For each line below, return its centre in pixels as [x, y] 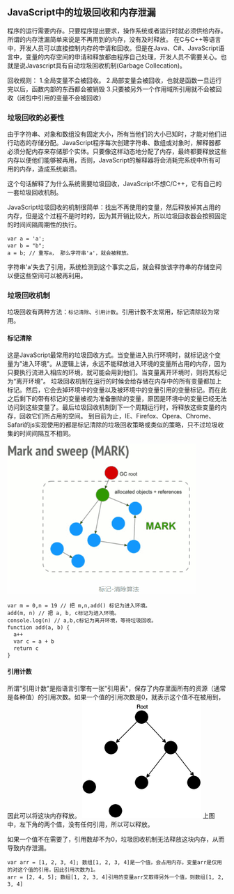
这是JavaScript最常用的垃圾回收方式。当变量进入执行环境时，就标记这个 [111, 355]
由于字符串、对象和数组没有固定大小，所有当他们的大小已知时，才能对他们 [114, 134]
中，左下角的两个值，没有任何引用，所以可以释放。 [80, 824]
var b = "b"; [26, 246]
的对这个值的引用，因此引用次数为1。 [53, 870]
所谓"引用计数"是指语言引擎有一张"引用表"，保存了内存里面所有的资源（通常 [117, 688]
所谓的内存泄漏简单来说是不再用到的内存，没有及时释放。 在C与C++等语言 [114, 39]
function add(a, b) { [39, 627]
